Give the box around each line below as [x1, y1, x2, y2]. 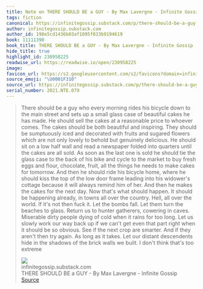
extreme [21, 245, 42, 253]
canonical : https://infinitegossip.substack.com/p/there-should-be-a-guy [6, 20, 196, 26]
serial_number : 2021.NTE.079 [6, 88, 80, 94]
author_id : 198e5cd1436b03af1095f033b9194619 [6, 31, 123, 37]
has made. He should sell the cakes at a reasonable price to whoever [21, 117, 193, 124]
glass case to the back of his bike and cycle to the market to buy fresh [21, 155, 196, 163]
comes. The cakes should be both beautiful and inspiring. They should [21, 123, 197, 131]
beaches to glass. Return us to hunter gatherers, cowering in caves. [21, 207, 190, 214]
